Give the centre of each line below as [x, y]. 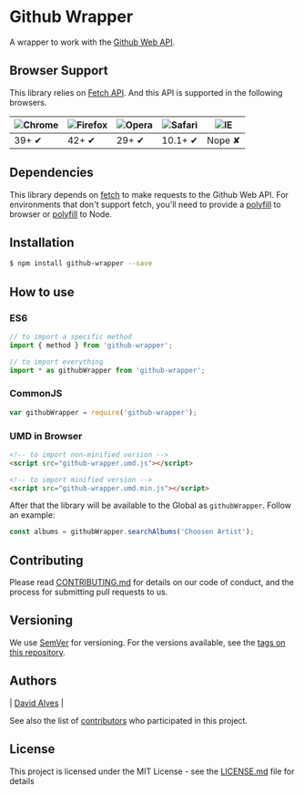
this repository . [38, 652]
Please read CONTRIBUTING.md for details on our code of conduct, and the [152, 583]
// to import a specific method [71, 336]
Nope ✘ [224, 140]
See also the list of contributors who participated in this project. [129, 720]
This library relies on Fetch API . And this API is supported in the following [146, 92]
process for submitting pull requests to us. [89, 592]
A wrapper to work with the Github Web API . [92, 42]
